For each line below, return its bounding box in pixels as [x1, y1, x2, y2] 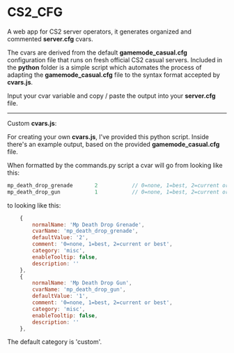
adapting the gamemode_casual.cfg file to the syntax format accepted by [7, 71, 221, 79]
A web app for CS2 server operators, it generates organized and [7, 27, 192, 36]
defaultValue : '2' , [32, 234, 89, 241]
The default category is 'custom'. [7, 338, 102, 346]
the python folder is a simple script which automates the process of [7, 63, 202, 71]
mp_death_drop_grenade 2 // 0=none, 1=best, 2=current [7, 182, 219, 189]
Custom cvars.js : [7, 119, 57, 127]
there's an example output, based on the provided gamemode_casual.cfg [7, 140, 220, 148]
